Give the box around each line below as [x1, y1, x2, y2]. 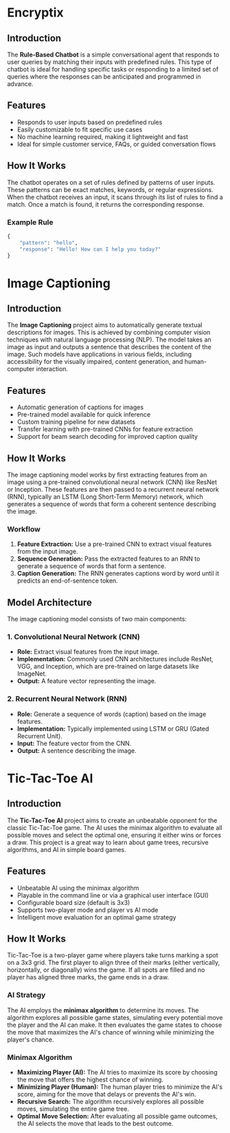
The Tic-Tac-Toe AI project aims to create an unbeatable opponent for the [7, 816, 218, 824]
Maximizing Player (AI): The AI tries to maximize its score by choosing [16, 1068, 218, 1076]
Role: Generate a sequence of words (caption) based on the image [16, 709, 207, 718]
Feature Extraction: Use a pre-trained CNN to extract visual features [16, 540, 212, 548]
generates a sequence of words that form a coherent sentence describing [7, 500, 216, 508]
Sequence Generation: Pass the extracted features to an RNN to [16, 554, 200, 563]
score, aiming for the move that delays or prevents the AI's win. [16, 1090, 197, 1098]
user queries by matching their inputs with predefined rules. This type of [7, 58, 212, 66]
